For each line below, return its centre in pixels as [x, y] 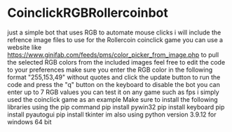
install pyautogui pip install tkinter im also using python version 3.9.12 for [112, 114]
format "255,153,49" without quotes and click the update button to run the [114, 77]
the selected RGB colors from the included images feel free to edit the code [116, 62]
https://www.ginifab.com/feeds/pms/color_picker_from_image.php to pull [113, 55]
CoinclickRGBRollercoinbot [88, 13]
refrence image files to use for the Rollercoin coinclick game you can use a [115, 39]
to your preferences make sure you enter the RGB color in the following [110, 70]
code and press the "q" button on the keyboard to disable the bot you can [114, 84]
